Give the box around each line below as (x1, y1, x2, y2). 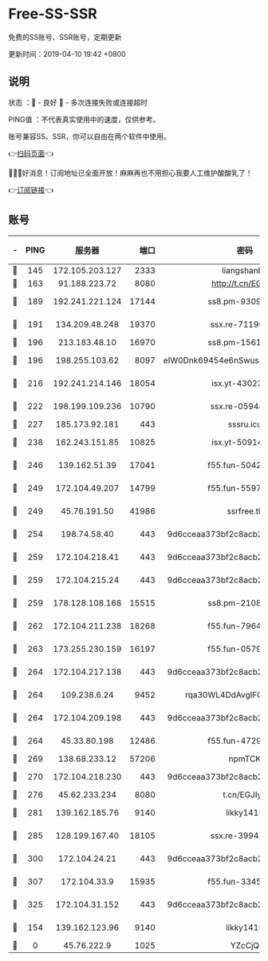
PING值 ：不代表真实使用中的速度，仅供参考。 (8, 114, 160, 124)
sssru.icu (227, 419, 262, 430)
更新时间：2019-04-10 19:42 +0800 (8, 49, 126, 58)
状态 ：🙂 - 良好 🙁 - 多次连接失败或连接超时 (8, 97, 148, 107)
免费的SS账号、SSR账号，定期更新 (8, 32, 122, 42)
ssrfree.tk (227, 505, 263, 516)
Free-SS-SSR (8, 5, 97, 23)
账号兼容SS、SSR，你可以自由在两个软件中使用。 (8, 131, 171, 141)
